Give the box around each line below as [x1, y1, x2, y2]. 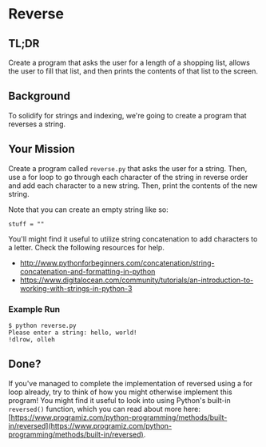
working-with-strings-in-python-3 [19, 283, 133, 293]
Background [8, 90, 70, 103]
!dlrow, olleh [8, 335, 56, 344]
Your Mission [8, 142, 75, 156]
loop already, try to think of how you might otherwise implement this [8, 387, 233, 397]
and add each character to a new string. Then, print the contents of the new [8, 181, 258, 190]
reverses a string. [8, 119, 66, 129]
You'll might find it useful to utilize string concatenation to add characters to [8, 233, 258, 244]
